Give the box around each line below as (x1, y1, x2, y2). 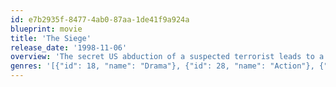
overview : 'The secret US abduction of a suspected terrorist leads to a (10, 52, 325, 62)
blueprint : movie (10, 24, 83, 34)
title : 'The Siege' (10, 33, 92, 43)
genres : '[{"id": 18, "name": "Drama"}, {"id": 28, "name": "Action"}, (10, 61, 315, 71)
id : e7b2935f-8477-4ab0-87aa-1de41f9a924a (10, 14, 190, 25)
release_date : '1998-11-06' (10, 42, 128, 53)
